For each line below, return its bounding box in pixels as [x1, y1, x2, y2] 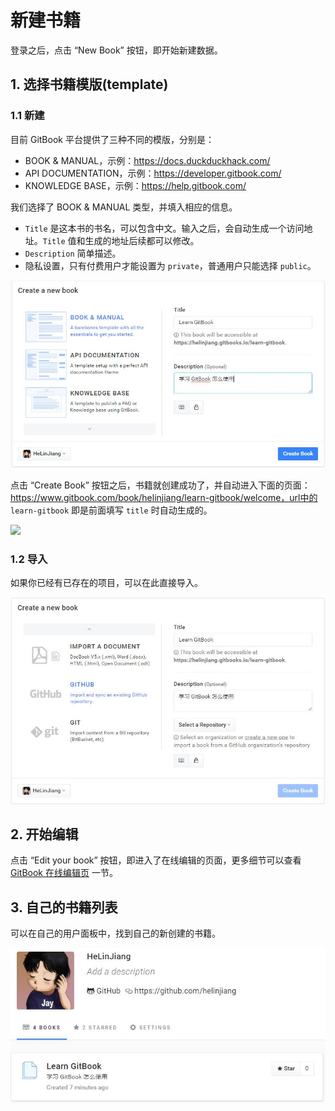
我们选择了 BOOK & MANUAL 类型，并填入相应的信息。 [10, 201, 238, 213]
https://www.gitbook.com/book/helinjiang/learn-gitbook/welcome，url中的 [10, 491, 318, 503]
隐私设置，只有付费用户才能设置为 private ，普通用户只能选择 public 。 [24, 259, 317, 271]
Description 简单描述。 [24, 247, 122, 259]
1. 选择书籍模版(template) [10, 76, 169, 93]
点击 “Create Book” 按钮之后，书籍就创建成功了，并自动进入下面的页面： [10, 479, 311, 491]
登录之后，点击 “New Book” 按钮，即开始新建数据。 [10, 44, 223, 56]
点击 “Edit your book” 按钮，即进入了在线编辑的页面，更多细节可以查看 [10, 854, 302, 866]
